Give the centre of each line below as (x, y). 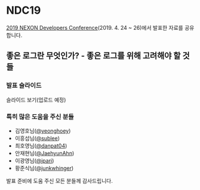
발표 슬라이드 (24, 85)
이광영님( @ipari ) (34, 160)
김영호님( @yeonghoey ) (43, 131)
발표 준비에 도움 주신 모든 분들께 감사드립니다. (60, 180)
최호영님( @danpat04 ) (41, 145)
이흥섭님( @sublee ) (37, 138)
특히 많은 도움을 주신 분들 (40, 117)
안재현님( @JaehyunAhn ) (44, 153)
